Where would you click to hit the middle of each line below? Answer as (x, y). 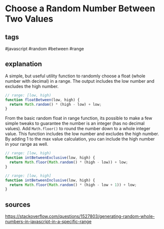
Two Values (29, 19)
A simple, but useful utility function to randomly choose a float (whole (75, 76)
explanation (23, 64)
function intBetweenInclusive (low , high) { (50, 180)
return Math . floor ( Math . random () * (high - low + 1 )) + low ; (73, 185)
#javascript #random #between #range (45, 49)
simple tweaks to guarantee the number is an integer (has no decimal (75, 123)
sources (18, 204)
